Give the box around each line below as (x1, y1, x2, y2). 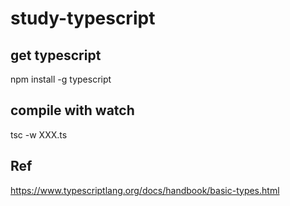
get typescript (10, 47, 102, 64)
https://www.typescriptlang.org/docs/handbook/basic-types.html (10, 184, 280, 196)
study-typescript (10, 7, 156, 30)
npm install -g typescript (10, 73, 112, 85)
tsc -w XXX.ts (10, 128, 68, 141)
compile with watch (10, 102, 135, 119)
